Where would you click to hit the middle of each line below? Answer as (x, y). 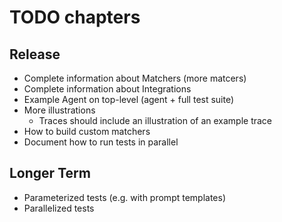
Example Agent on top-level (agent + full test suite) (129, 99)
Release (35, 54)
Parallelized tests (59, 208)
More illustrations (59, 110)
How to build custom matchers (87, 131)
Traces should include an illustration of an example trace (155, 120)
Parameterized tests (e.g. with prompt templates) (125, 197)
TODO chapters (75, 17)
